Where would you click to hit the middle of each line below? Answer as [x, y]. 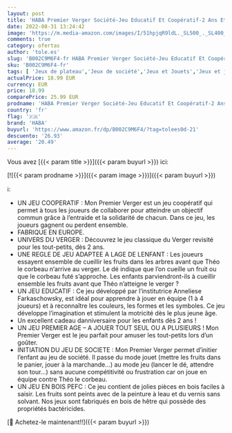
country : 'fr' [28, 110]
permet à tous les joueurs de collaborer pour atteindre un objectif [110, 210]
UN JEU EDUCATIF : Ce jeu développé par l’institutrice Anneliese [109, 291]
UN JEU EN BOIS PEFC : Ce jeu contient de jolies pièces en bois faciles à [121, 387]
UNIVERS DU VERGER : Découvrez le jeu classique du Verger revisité [115, 240]
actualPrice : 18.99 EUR [41, 78]
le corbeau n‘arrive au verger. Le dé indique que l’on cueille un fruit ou [117, 269]
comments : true [29, 39]
